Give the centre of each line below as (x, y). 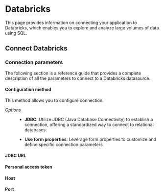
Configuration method (28, 90)
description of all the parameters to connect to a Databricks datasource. (78, 78)
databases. (36, 130)
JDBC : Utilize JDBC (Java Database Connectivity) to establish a (89, 119)
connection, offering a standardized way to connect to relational (89, 124)
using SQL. (16, 33)
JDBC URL (16, 156)
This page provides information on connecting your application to (71, 23)
